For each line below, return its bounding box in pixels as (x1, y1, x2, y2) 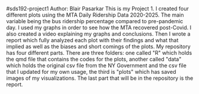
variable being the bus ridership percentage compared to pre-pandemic (6, 18, 183, 24)
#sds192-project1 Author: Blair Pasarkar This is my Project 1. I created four (6, 5, 189, 12)
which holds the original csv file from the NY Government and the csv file (6, 62, 187, 69)
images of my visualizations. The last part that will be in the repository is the (6, 74, 194, 82)
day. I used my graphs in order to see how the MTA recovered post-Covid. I (6, 24, 192, 31)
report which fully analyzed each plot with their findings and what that (6, 37, 179, 43)
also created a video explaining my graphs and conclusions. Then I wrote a (6, 30, 191, 37)
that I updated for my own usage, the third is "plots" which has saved (6, 68, 176, 75)
